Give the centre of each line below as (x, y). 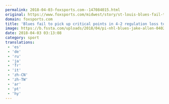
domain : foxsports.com (29, 19)
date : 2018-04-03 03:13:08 (33, 33)
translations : (20, 42)
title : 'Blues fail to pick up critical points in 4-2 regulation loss (82, 24)
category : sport (22, 38)
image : (12, 28)
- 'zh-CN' (18, 75)
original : (16, 14)
